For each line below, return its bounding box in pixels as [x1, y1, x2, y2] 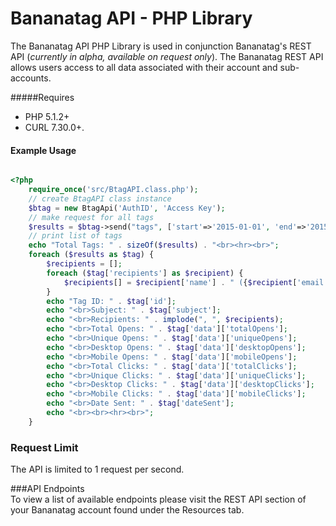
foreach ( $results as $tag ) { [28, 250, 155, 260]
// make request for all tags [28, 212, 155, 222]
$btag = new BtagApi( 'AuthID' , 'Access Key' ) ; [28, 203, 226, 213]
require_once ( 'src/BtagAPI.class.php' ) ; [28, 185, 199, 195]
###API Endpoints [10, 483, 85, 495]
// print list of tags [28, 231, 123, 241]
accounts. [10, 72, 52, 84]
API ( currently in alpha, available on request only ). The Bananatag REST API [10, 50, 324, 62]
